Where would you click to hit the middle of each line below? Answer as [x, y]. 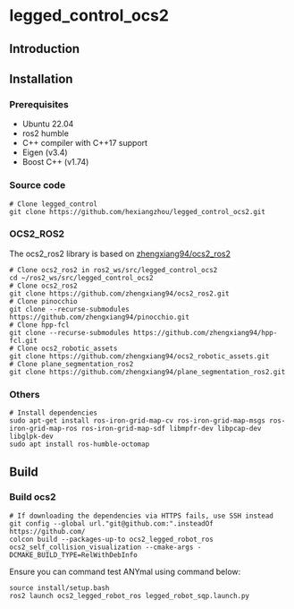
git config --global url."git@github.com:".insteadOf [112, 523]
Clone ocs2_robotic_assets [67, 348]
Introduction [45, 49]
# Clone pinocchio [43, 301]
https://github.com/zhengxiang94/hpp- [205, 332]
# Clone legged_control [54, 204]
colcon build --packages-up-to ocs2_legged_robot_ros [112, 539]
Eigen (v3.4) [45, 152]
